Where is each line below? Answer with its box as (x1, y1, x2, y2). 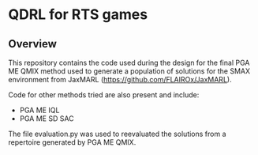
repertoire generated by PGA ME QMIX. (8, 138, 136, 147)
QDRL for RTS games (8, 6, 148, 24)
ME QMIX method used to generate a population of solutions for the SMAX (8, 66, 251, 76)
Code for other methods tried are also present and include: (8, 90, 200, 100)
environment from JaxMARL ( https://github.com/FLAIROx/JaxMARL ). (8, 75, 232, 84)
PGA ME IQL (19, 105, 60, 115)
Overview (8, 37, 58, 51)
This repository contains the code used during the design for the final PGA (8, 58, 250, 67)
